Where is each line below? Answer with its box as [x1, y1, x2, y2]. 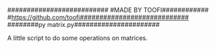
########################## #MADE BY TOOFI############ [7, 6, 209, 14]
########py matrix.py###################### [7, 21, 160, 28]
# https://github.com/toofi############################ [7, 13, 189, 21]
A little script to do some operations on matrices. [7, 34, 149, 42]
